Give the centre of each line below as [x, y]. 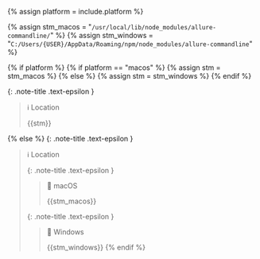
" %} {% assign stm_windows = [101, 35]
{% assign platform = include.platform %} [76, 12]
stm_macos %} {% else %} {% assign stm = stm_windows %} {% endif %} [130, 76]
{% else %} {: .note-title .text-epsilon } [70, 139]
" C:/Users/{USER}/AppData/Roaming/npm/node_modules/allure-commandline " [130, 44]
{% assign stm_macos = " [50, 27]
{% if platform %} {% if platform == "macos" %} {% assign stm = [114, 68]
